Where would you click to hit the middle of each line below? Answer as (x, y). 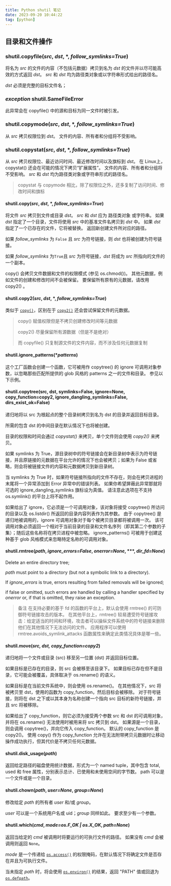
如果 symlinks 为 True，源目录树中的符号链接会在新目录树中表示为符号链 (81, 453)
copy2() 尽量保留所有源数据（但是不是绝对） (65, 332)
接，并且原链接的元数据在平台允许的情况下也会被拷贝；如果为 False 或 (79, 460)
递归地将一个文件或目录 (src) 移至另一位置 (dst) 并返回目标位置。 (73, 658)
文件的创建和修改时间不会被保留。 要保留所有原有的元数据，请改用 (79, 280)
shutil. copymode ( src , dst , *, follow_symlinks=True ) (70, 124)
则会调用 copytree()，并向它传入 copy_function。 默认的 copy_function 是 (82, 729)
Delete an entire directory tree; (37, 562)
